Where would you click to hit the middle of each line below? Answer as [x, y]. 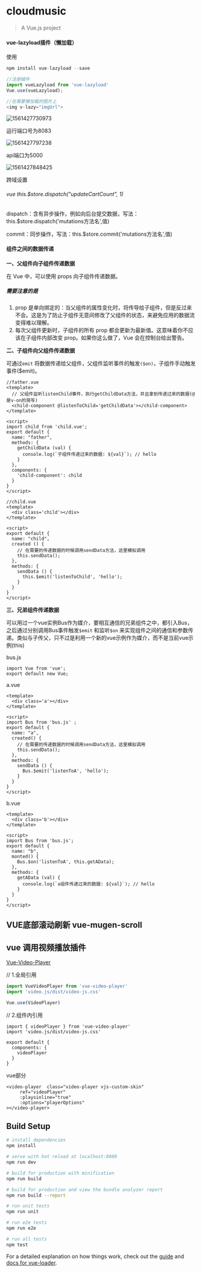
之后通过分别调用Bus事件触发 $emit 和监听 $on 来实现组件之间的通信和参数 [97, 630]
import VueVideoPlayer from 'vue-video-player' [67, 986]
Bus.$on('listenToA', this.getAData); [66, 862]
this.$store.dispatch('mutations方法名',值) [58, 221]
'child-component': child [50, 475]
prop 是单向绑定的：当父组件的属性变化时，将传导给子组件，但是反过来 [103, 307]
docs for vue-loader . [32, 1262]
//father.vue [23, 382]
